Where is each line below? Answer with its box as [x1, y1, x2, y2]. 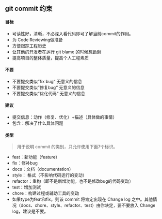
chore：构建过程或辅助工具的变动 [12, 190, 79, 196]
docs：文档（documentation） [12, 166, 74, 172]
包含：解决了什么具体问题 [12, 120, 64, 126]
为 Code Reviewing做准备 [12, 37, 63, 43]
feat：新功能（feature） [12, 154, 60, 160]
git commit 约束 [5, 4, 52, 13]
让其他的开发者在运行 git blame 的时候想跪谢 [12, 49, 101, 55]
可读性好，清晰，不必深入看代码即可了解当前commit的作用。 [12, 30, 133, 36]
